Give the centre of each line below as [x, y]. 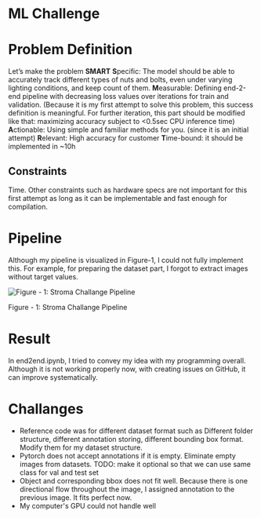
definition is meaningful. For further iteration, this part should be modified [127, 113]
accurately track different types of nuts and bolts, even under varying [120, 80]
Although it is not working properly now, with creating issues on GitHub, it [127, 369]
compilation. [28, 206]
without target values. [43, 276]
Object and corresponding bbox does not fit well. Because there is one [134, 480]
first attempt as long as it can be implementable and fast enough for [118, 198]
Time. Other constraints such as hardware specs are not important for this [128, 190]
